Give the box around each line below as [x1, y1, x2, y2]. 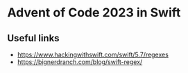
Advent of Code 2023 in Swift [7, 5, 181, 21]
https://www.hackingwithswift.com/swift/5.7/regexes [17, 50, 169, 59]
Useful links [7, 32, 60, 44]
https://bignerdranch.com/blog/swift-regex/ [17, 58, 143, 66]
